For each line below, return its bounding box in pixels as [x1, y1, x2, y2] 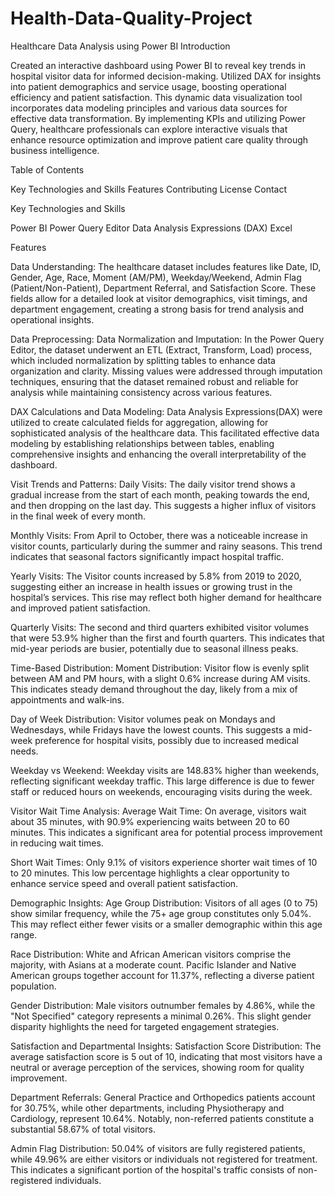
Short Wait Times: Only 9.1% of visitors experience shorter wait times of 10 [10, 856, 318, 868]
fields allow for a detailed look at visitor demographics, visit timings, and [10, 292, 308, 304]
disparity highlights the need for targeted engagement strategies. [10, 1020, 280, 1032]
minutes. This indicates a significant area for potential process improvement [10, 826, 323, 838]
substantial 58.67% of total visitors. [10, 1123, 156, 1135]
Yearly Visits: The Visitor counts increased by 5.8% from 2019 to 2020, [10, 570, 302, 582]
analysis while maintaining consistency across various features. [10, 386, 273, 398]
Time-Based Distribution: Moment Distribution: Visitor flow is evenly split [10, 662, 310, 674]
